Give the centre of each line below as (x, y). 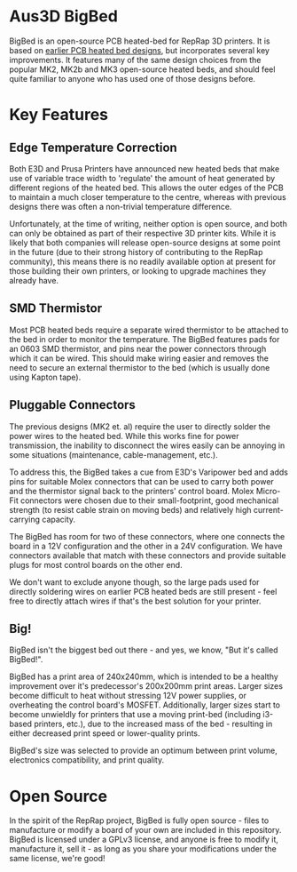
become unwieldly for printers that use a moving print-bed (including (135, 715)
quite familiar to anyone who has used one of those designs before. (132, 78)
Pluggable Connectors (72, 405)
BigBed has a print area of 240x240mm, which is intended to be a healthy (144, 676)
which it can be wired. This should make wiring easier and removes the (139, 358)
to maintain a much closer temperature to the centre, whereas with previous (148, 196)
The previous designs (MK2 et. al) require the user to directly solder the (140, 426)
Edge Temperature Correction (93, 147)
